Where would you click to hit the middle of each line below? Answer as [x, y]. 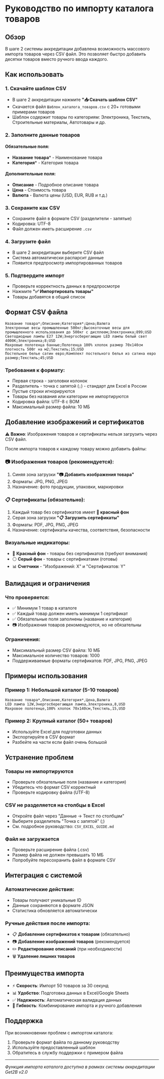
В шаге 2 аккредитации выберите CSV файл [58, 252]
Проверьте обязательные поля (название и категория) [69, 782]
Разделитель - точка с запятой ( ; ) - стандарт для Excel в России [79, 386]
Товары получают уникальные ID [47, 900]
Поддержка [24, 1021]
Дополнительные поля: [31, 174]
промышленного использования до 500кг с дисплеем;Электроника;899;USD [78, 332]
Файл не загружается [32, 839]
